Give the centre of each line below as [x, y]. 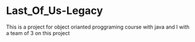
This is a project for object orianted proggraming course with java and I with [98, 27]
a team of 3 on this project [38, 33]
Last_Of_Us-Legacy [55, 11]
